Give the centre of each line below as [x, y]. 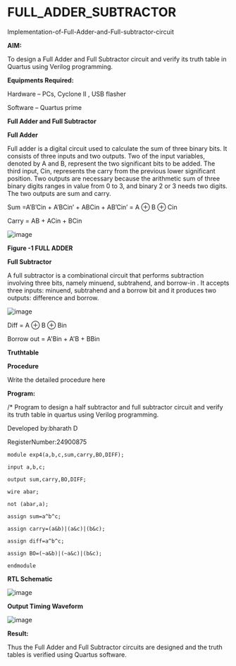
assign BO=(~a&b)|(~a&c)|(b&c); [55, 553]
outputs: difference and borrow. [53, 297]
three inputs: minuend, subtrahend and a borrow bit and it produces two [112, 290]
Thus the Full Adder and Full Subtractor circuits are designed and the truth [115, 647]
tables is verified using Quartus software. [67, 654]
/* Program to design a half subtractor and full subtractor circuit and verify [115, 407]
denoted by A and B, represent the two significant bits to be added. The [111, 164]
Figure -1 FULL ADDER [40, 248]
